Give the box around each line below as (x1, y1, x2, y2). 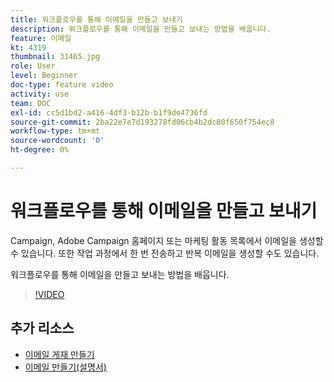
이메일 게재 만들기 (24, 348, 95, 360)
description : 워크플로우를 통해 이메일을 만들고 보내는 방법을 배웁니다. (10, 24, 272, 34)
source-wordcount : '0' (10, 136, 105, 146)
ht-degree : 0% (10, 145, 70, 155)
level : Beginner (10, 71, 78, 81)
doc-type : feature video (10, 80, 114, 90)
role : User (10, 61, 56, 71)
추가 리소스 (10, 320, 75, 337)
